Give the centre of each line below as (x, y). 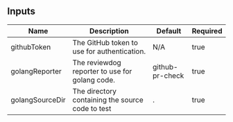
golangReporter (36, 71)
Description (109, 31)
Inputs (21, 11)
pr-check (168, 76)
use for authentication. (109, 51)
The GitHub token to (105, 42)
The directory (94, 91)
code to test (92, 108)
